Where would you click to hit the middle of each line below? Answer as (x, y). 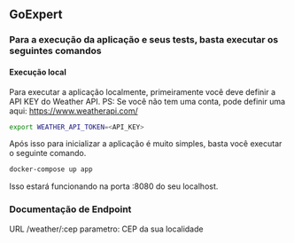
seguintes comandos (55, 51)
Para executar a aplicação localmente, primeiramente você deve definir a (143, 91)
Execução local (38, 72)
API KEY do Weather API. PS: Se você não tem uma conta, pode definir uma (147, 101)
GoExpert (36, 15)
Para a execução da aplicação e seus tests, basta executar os (144, 40)
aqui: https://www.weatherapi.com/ (74, 111)
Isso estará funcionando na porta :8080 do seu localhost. (114, 186)
